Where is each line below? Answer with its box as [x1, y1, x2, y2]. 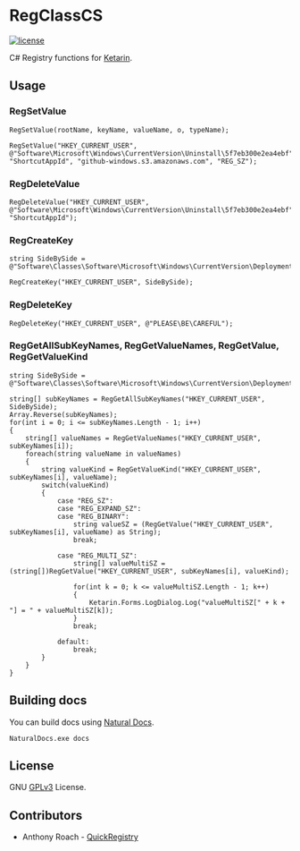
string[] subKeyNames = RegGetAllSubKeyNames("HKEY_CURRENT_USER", [9, 395, 266, 404]
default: [56, 637, 90, 646]
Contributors [9, 807, 83, 823]
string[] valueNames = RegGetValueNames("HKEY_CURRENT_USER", [25, 433, 262, 443]
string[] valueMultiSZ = [72, 558, 166, 568]
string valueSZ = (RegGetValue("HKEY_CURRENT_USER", [72, 520, 274, 529]
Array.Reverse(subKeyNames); [9, 410, 118, 419]
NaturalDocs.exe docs [9, 734, 90, 743]
